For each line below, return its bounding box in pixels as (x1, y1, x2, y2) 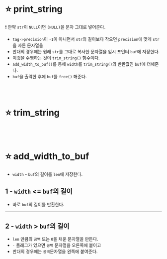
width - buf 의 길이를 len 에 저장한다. (12, 171, 83, 177)
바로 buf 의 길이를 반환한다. (12, 201, 65, 207)
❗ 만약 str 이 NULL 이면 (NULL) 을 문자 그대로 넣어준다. (5, 24, 106, 30)
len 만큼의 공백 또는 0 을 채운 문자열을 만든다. (12, 236, 98, 242)
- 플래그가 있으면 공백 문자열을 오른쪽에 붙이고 (12, 242, 101, 249)
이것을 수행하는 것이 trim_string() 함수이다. (12, 55, 100, 61)
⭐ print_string (5, 3, 63, 15)
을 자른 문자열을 (12, 42, 43, 48)
